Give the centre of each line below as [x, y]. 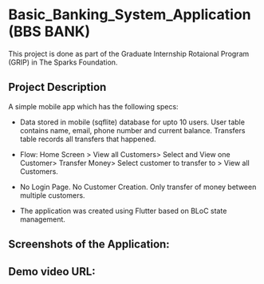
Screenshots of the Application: [89, 245]
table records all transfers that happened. [88, 139]
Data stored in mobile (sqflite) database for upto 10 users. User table [132, 122]
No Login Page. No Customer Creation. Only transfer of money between [138, 187]
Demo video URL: [52, 272]
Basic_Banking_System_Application [130, 15]
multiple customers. [52, 195]
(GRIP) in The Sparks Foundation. [63, 62]
